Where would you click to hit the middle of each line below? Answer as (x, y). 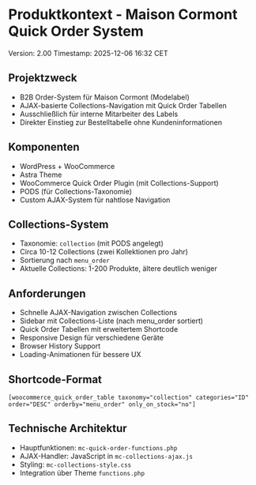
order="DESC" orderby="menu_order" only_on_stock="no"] (102, 404)
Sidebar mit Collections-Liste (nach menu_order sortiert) (111, 321)
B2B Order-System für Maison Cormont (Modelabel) (104, 97)
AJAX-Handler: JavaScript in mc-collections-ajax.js (106, 456)
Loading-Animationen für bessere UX (80, 355)
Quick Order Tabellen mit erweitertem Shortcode (99, 329)
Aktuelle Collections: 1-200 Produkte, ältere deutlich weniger (118, 269)
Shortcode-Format (55, 380)
